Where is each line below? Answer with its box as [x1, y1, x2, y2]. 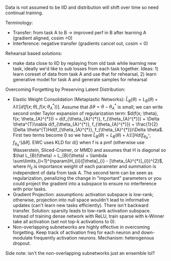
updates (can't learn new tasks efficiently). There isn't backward [12, 202, 149, 208]
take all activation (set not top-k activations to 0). [12, 219, 116, 225]
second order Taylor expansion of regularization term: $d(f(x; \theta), [12, 110, 158, 116]
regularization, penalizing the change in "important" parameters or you [12, 175, 162, 181]
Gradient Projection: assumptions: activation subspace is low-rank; [12, 192, 154, 198]
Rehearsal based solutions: [5, 51, 62, 56]
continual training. [5, 10, 43, 16]
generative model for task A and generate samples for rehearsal [12, 77, 148, 82]
